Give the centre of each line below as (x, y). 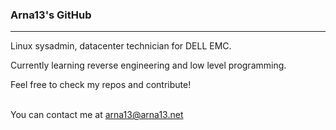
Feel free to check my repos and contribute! (101, 85)
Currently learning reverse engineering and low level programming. (148, 65)
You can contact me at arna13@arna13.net (97, 115)
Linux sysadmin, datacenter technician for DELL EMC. (121, 46)
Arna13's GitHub (51, 15)
